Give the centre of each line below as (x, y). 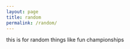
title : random (24, 17)
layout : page (22, 12)
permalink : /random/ (32, 23)
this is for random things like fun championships (65, 40)
